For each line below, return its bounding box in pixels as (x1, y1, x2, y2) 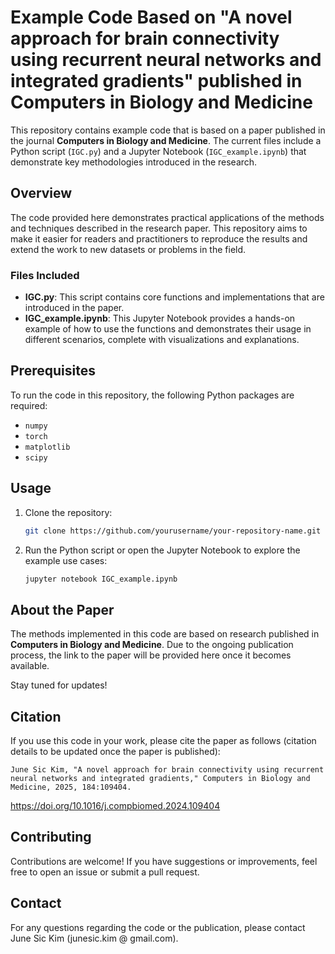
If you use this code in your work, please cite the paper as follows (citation (10, 735, 317, 747)
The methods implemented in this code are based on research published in (10, 628, 320, 640)
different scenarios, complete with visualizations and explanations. (24, 334, 300, 346)
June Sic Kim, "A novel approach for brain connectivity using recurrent (10, 765, 325, 775)
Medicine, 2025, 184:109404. (10, 782, 132, 793)
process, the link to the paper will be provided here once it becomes (10, 649, 292, 661)
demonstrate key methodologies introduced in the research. (10, 156, 258, 168)
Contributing (10, 829, 92, 846)
